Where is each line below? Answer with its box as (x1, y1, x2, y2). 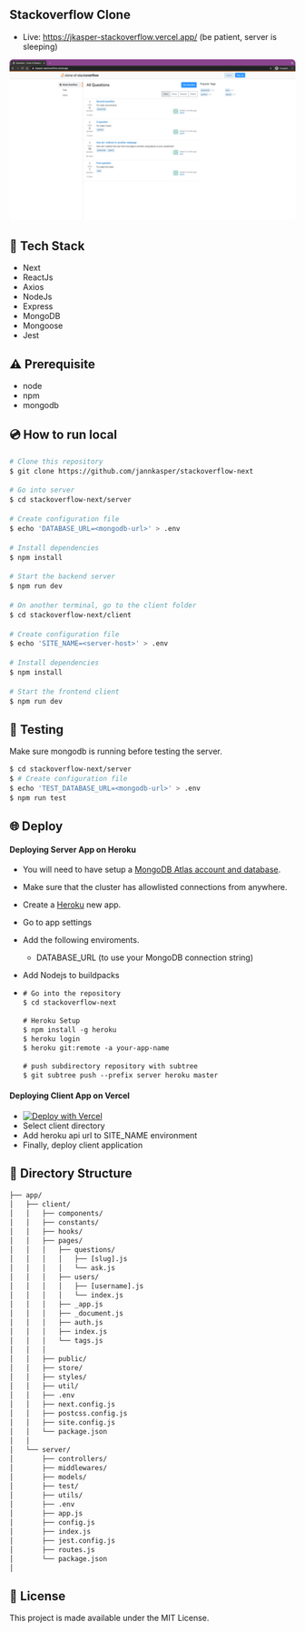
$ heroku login (22, 1035, 81, 1044)
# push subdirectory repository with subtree (22, 1062, 198, 1071)
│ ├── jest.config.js (9, 1537, 116, 1546)
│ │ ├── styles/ (9, 1373, 88, 1382)
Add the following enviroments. (22, 935, 140, 946)
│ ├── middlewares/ (9, 1464, 107, 1473)
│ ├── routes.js (9, 1546, 95, 1555)
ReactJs (22, 272, 54, 283)
